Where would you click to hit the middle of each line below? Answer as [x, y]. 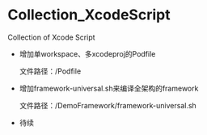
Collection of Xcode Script [51, 37]
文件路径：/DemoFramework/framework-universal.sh [108, 105]
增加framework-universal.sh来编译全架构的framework [109, 88]
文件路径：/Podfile [50, 71]
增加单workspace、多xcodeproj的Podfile [87, 53]
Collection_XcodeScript [89, 15]
